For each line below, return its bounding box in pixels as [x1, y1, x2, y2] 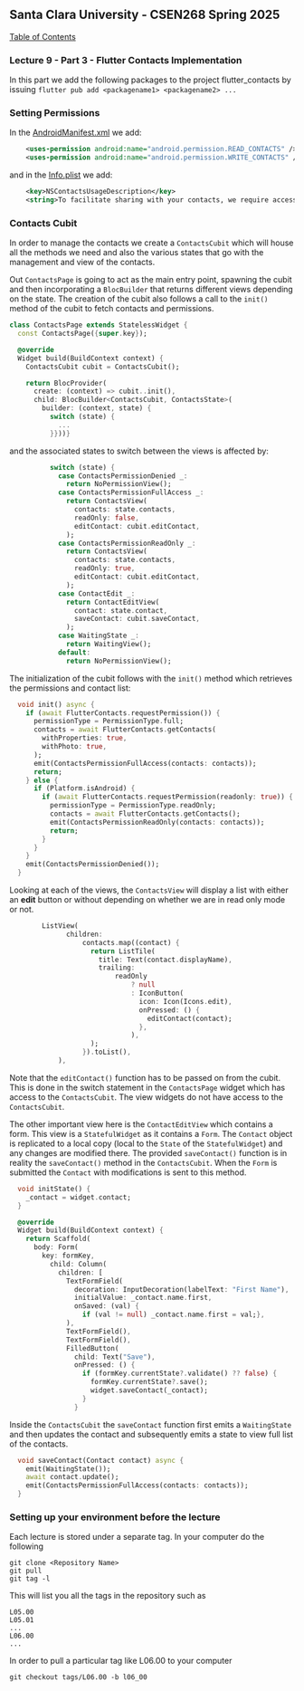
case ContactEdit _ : [57, 588, 136, 598]
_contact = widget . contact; [25, 1192, 131, 1202]
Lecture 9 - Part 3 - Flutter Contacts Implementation [9, 53, 242, 66]
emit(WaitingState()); [25, 1464, 111, 1474]
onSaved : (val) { [73, 1302, 140, 1311]
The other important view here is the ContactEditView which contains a [9, 1118, 273, 1130]
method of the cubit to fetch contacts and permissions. [9, 303, 214, 314]
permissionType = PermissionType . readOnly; [49, 801, 217, 810]
